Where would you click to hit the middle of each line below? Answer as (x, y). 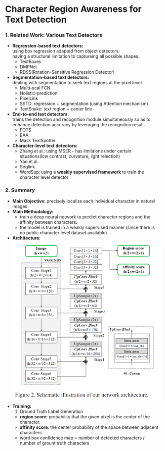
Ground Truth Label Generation (51, 411)
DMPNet (28, 67)
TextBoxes (30, 62)
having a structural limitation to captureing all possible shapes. (76, 56)
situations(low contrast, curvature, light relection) (70, 156)
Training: (22, 406)
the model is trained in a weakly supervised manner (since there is (87, 227)
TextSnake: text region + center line (56, 109)
